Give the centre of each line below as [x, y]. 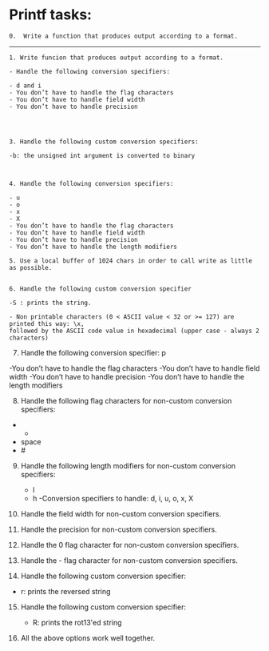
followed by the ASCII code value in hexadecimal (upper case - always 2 [134, 331]
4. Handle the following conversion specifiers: [91, 183]
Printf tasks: [51, 15]
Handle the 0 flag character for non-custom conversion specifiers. [130, 545]
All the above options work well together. [88, 637]
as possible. [31, 267]
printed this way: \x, [47, 323]
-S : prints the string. [50, 303]
